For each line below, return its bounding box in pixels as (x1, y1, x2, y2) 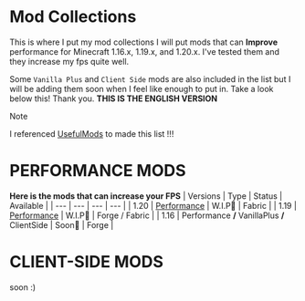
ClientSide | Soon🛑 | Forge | (9, 219, 114, 230)
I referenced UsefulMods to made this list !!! (9, 128, 174, 139)
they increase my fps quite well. (9, 56, 130, 67)
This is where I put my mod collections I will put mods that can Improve (9, 36, 279, 47)
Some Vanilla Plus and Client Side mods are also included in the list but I (9, 73, 291, 84)
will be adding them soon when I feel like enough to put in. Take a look (9, 83, 274, 94)
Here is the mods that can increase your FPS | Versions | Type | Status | (9, 190, 283, 202)
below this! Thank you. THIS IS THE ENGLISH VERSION (9, 93, 218, 104)
